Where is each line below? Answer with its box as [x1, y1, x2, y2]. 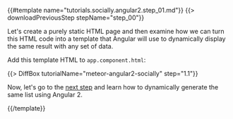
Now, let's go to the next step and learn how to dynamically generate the [7, 83, 219, 91]
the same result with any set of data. [7, 42, 114, 50]
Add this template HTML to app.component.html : [7, 56, 146, 64]
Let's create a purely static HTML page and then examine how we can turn [7, 27, 225, 35]
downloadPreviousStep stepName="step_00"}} [7, 13, 145, 22]
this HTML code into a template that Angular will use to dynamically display [7, 35, 226, 43]
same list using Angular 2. [7, 91, 83, 99]
